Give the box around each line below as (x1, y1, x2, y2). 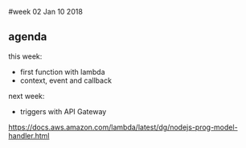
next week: (8, 91, 45, 101)
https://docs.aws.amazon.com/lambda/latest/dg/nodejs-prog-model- (8, 122, 239, 132)
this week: (8, 51, 43, 61)
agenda (8, 30, 47, 43)
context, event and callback (19, 76, 113, 85)
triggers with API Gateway (19, 106, 107, 116)
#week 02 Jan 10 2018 (8, 7, 83, 16)
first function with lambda (19, 67, 106, 76)
